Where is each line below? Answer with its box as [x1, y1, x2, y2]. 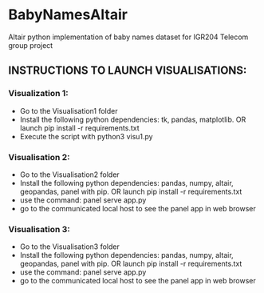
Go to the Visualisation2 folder [19, 170, 120, 179]
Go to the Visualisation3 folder [19, 242, 120, 251]
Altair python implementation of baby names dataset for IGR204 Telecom [8, 32, 249, 42]
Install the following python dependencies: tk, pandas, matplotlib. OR [19, 114, 246, 124]
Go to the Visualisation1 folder [19, 106, 118, 115]
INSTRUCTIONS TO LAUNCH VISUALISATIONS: [8, 64, 247, 78]
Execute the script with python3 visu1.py [19, 131, 153, 141]
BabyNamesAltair [8, 6, 128, 24]
